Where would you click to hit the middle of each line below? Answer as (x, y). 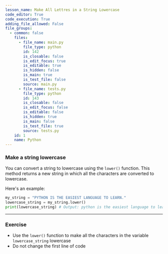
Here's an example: (25, 188)
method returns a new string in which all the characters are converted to (79, 173)
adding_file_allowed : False (34, 24)
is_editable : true (42, 65)
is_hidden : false (41, 70)
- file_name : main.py (41, 42)
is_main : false (39, 121)
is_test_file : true (43, 126)
